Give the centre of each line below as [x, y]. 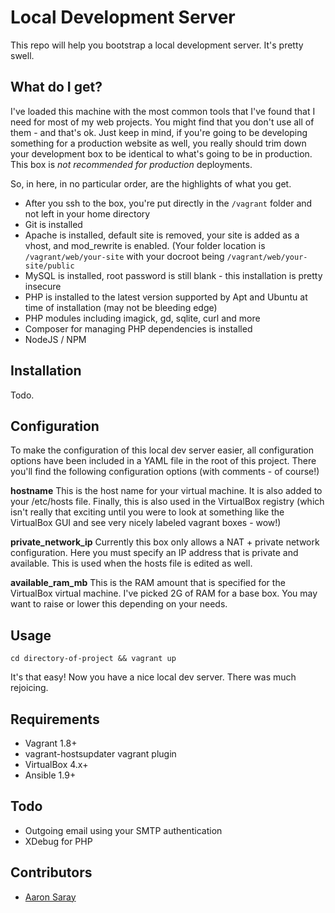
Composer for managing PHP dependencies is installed [138, 328]
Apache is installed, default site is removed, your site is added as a [162, 235]
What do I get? [56, 87]
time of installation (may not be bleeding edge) [121, 307]
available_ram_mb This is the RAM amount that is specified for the [148, 583]
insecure [43, 286]
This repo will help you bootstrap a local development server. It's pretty [157, 45]
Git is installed [53, 224]
